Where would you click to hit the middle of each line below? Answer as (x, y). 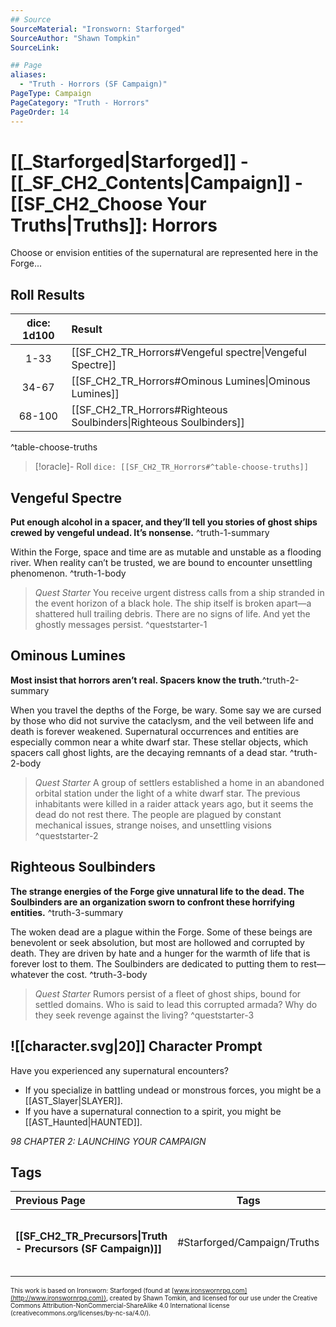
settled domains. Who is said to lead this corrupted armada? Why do (176, 1004)
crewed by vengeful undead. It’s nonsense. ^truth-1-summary (140, 533)
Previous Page (50, 1201)
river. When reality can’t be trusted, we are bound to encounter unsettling (161, 563)
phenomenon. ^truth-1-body (68, 573)
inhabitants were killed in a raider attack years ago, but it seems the (174, 803)
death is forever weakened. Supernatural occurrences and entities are (154, 731)
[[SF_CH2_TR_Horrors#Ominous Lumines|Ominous (191, 381)
